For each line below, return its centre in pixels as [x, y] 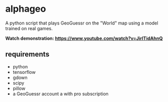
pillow [19, 88]
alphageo [26, 9]
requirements [27, 54]
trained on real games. [29, 28]
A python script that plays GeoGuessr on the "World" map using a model [82, 23]
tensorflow [24, 72]
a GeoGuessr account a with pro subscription [60, 94]
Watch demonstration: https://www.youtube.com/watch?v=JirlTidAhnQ [84, 38]
